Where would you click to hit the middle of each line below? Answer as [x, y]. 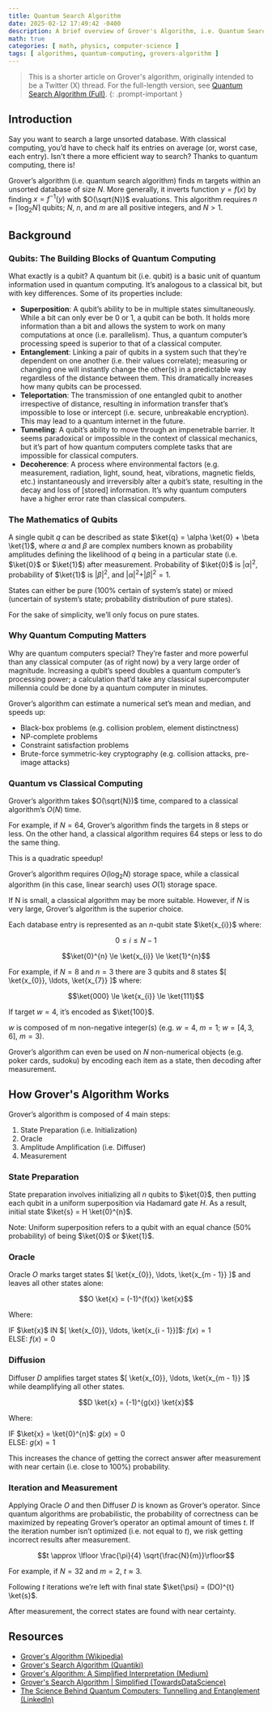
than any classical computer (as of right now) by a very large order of [124, 661]
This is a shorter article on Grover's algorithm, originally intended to [140, 77]
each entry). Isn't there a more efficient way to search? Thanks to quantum [133, 156]
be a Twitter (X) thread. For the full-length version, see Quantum [135, 85]
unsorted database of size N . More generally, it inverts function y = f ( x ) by [132, 189]
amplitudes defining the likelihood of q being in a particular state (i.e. [123, 555]
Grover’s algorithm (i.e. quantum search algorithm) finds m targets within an [134, 180]
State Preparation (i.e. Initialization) [79, 1129]
